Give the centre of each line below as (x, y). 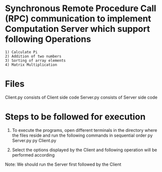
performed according (33, 155)
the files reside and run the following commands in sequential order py (82, 135)
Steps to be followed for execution (75, 117)
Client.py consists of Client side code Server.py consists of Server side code (81, 97)
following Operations (48, 39)
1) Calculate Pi (21, 52)
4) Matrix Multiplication (31, 65)
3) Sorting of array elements (36, 60)
